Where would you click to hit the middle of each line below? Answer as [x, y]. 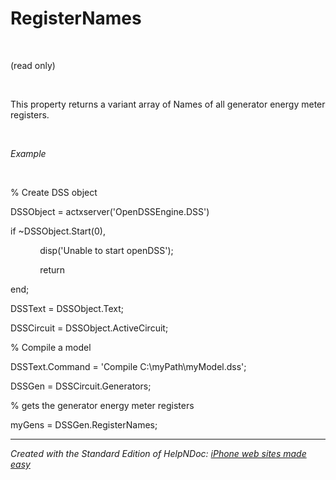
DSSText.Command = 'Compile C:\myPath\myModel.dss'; [128, 366]
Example [28, 153]
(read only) [33, 65]
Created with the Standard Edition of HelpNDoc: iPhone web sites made [158, 453]
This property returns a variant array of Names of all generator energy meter [168, 104]
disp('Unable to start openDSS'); [106, 250]
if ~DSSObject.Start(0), [58, 231]
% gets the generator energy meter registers [102, 405]
